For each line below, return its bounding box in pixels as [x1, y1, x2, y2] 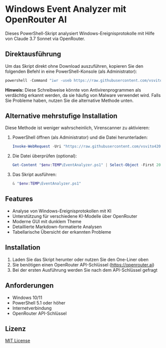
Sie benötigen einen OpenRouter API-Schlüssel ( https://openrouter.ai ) [12, 261, 155, 268]
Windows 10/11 [12, 295, 42, 300]
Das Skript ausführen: [12, 172, 57, 178]
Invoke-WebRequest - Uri [12, 144, 62, 149]
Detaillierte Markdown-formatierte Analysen [12, 224, 102, 230]
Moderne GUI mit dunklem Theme [12, 218, 82, 224]
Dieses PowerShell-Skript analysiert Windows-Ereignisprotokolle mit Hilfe [5, 30, 155, 36]
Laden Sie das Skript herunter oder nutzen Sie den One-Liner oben [12, 256, 149, 262]
